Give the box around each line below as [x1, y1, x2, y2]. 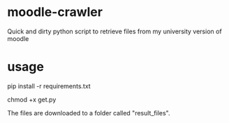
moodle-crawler [7, 4, 103, 20]
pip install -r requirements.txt [7, 81, 91, 90]
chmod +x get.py [7, 95, 57, 104]
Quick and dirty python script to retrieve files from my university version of [7, 27, 222, 35]
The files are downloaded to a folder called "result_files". [7, 108, 170, 117]
